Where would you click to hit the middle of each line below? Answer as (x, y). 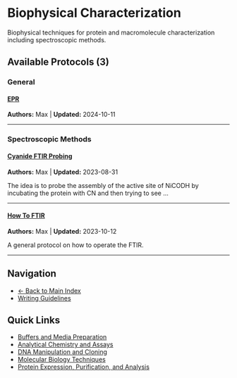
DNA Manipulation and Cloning (62, 352)
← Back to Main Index (49, 291)
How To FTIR (26, 215)
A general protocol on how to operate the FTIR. (75, 245)
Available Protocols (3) (58, 62)
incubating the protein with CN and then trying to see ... (88, 193)
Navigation (32, 273)
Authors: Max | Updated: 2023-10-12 (62, 231)
